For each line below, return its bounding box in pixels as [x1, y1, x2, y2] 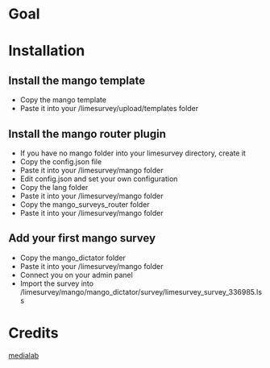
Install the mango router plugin [8, 126, 167, 141]
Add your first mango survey [8, 231, 156, 246]
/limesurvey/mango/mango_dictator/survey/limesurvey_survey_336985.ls [19, 287, 263, 296]
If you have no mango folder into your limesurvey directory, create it [19, 148, 246, 158]
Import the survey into [19, 279, 94, 288]
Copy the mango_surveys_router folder [19, 200, 151, 209]
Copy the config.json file [19, 157, 102, 166]
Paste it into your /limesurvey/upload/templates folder [19, 104, 199, 114]
